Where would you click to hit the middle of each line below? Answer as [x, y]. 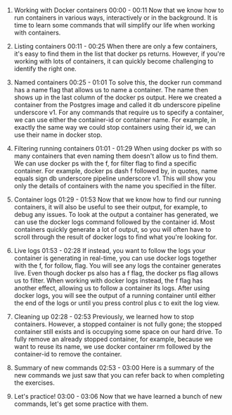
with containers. [37, 32]
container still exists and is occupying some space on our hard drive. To [118, 332]
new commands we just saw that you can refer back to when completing [119, 375]
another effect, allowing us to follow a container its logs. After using [112, 288]
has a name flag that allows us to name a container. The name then [111, 90]
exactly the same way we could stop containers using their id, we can [115, 127]
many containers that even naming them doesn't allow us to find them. [116, 156]
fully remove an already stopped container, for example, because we [113, 339]
